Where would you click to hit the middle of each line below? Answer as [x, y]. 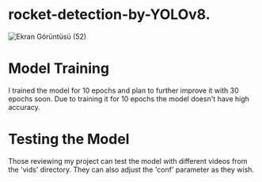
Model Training [59, 68]
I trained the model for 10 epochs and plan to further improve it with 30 [123, 90]
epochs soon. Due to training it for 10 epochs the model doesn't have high [129, 99]
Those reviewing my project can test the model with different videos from [128, 161]
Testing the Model [69, 139]
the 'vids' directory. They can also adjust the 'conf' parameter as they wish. [131, 169]
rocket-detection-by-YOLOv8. [109, 15]
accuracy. [25, 107]
